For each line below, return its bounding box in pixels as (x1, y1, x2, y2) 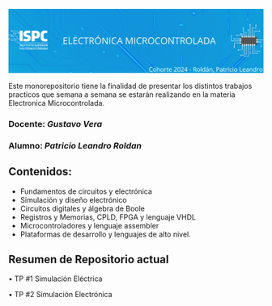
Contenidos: (8, 165, 73, 178)
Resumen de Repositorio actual (8, 253, 169, 266)
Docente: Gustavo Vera (8, 118, 103, 129)
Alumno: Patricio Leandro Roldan (8, 140, 142, 151)
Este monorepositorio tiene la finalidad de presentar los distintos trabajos (8, 81, 253, 90)
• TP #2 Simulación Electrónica (8, 290, 113, 300)
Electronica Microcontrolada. (8, 98, 105, 107)
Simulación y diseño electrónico (19, 195, 127, 204)
